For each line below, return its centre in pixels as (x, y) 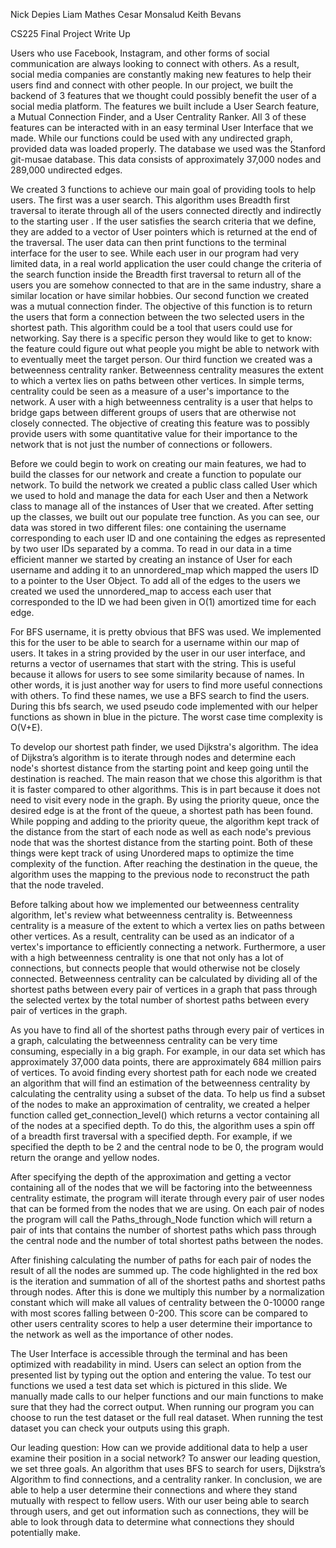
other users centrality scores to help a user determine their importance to (161, 1323)
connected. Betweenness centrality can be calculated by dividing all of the (164, 978)
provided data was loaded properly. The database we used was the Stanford (168, 148)
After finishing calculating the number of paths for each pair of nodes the (161, 1260)
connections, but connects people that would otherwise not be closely (155, 968)
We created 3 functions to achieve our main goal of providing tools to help (163, 189)
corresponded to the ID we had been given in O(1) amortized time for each (163, 602)
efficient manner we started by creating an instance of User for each (151, 559)
